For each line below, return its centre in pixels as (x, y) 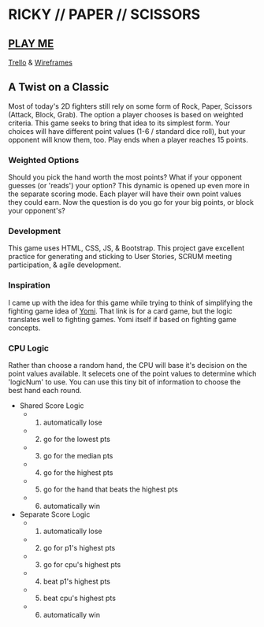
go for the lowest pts (76, 439)
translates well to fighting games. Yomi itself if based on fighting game (122, 319)
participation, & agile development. (65, 265)
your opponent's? (37, 211)
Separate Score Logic (55, 514)
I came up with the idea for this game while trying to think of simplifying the (131, 302)
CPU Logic (29, 348)
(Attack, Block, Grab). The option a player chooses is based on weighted (126, 114)
